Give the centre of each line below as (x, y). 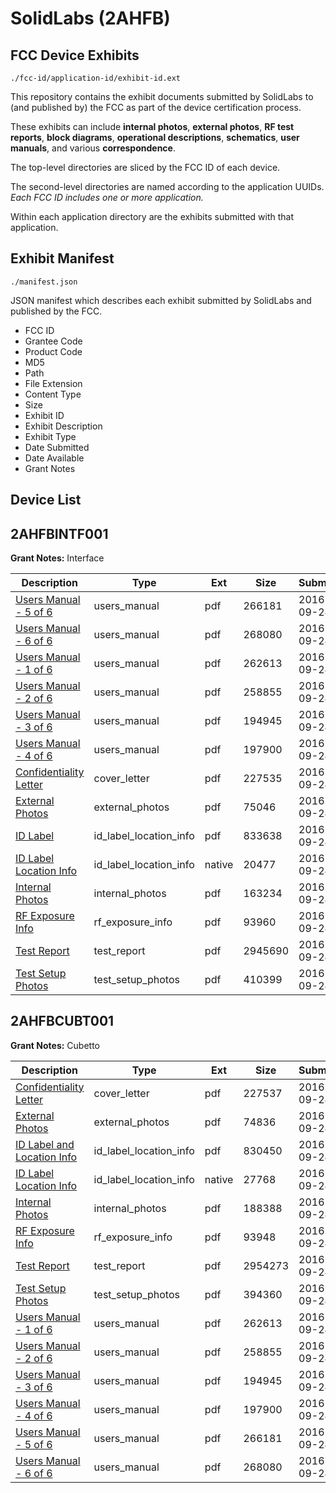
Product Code (53, 351)
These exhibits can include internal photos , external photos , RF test (152, 126)
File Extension (53, 383)
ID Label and (45, 1144)
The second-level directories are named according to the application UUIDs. (167, 186)
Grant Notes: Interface (57, 558)
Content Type (53, 394)
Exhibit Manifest (62, 258)
